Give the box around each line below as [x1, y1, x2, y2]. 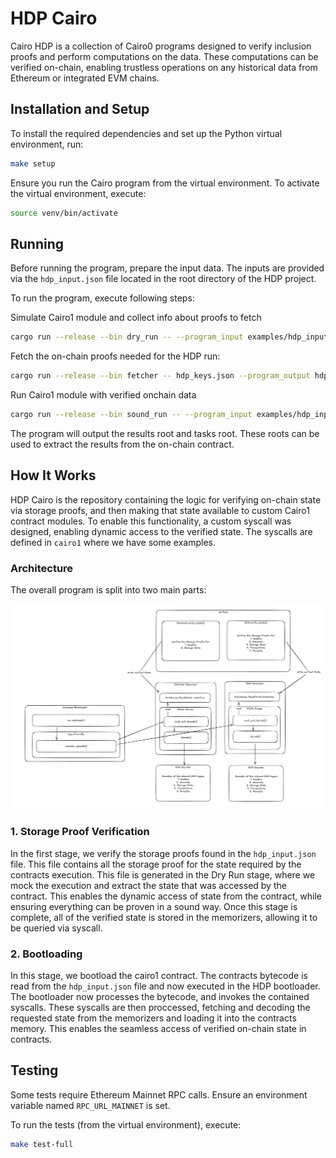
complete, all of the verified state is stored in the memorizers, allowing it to [10, 911, 318, 923]
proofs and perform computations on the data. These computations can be [10, 50, 319, 62]
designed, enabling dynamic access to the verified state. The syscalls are [10, 525, 313, 537]
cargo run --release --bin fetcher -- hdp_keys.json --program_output [10, 371, 311, 381]
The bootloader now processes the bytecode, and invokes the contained [10, 990, 310, 1002]
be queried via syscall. [10, 922, 103, 934]
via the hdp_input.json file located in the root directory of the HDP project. [10, 273, 317, 285]
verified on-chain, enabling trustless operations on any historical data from [10, 61, 318, 73]
